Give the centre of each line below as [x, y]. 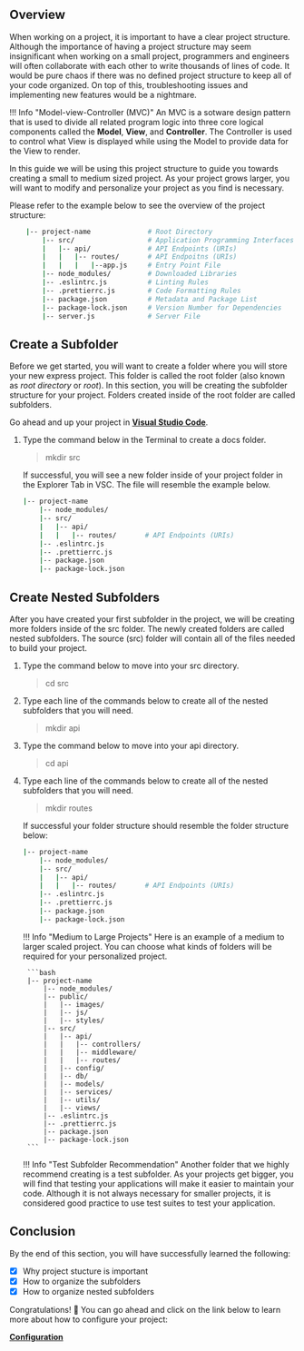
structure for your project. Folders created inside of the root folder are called [152, 395]
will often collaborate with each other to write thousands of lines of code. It [150, 65]
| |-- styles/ [74, 1021]
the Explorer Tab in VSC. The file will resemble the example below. [146, 485]
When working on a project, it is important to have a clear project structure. [150, 36]
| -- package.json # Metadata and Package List [150, 299]
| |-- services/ [78, 1092]
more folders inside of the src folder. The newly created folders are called [147, 628]
